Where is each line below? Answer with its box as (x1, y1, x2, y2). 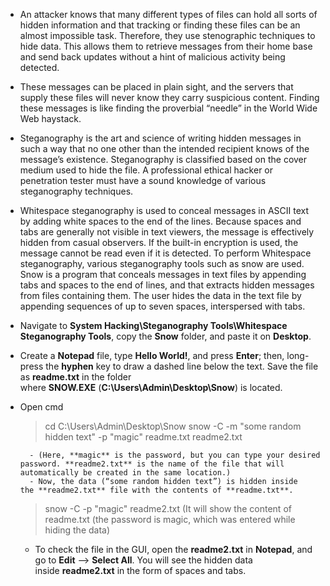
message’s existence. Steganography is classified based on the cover (19, 154, 308, 165)
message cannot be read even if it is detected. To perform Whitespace (19, 247, 312, 259)
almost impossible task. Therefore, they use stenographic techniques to (19, 30, 316, 41)
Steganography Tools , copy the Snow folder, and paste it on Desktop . (19, 330, 312, 342)
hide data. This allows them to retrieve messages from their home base (19, 40, 313, 52)
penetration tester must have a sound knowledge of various (19, 175, 267, 186)
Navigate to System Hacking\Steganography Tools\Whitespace (19, 320, 288, 331)
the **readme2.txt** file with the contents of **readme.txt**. (19, 485, 294, 495)
